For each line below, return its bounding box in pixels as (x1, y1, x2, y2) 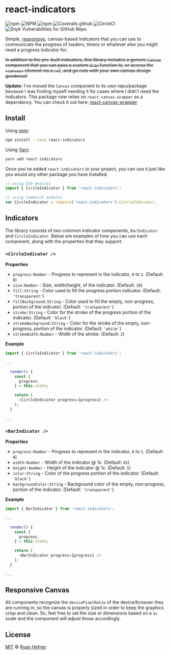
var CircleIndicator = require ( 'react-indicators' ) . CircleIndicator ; (5, 200, 156, 205)
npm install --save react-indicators (5, 137, 86, 143)
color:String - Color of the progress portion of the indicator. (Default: (12, 470, 159, 476)
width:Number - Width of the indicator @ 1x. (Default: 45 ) (12, 459, 130, 465)
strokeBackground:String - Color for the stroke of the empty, (12, 320, 140, 326)
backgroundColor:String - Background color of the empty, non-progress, (12, 481, 165, 487)
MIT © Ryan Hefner (5, 644, 47, 650)
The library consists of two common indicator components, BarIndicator (5, 227, 158, 233)
